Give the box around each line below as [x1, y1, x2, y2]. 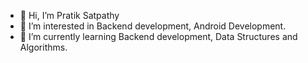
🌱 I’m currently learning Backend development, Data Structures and [19, 31, 298, 42]
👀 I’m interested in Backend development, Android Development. [19, 20, 287, 32]
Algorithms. [19, 41, 68, 53]
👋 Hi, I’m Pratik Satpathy [19, 10, 120, 21]
